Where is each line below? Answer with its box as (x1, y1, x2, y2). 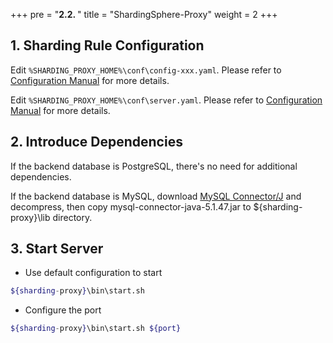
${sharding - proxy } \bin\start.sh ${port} (10, 324, 182, 334)
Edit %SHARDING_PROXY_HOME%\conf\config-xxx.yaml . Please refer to (10, 64, 282, 76)
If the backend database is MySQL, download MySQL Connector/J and (10, 190, 302, 202)
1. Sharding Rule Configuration (10, 37, 205, 54)
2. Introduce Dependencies (10, 134, 183, 151)
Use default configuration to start (24, 267, 163, 279)
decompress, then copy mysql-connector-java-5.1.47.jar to (10, 200, 252, 213)
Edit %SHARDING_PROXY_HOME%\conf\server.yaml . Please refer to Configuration (10, 94, 323, 106)
